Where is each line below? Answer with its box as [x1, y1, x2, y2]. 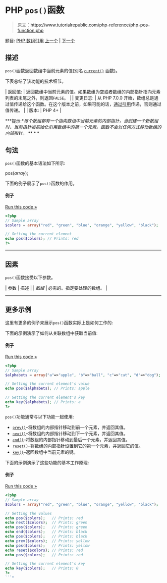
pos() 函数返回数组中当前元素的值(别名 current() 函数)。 [5, 67, 120, 73]
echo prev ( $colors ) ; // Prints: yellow [5, 538, 90, 543]
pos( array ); [5, 170, 29, 176]
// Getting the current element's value [5, 381, 90, 386]
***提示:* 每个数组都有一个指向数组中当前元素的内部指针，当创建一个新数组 [5, 117, 159, 124]
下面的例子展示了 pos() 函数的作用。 [5, 180, 77, 186]
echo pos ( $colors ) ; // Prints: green [5, 525, 88, 530]
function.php [17, 27, 44, 33]
